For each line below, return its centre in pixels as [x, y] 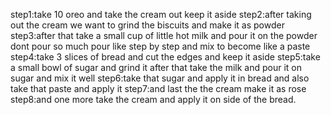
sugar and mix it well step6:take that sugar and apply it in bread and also [160, 78]
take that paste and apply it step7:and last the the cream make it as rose [158, 88]
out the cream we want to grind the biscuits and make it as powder [147, 25]
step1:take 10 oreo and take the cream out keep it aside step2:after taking [161, 14]
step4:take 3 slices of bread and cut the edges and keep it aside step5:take [165, 57]
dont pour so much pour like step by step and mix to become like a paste [160, 46]
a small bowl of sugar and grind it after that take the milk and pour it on [156, 67]
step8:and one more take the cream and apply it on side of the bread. [153, 99]
